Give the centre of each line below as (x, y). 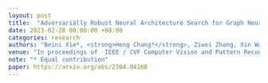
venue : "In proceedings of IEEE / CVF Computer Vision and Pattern (124, 52)
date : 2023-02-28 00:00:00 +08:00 (66, 30)
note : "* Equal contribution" (59, 60)
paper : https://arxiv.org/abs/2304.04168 (78, 67)
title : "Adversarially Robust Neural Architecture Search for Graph (126, 23)
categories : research (44, 38)
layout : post (30, 15)
